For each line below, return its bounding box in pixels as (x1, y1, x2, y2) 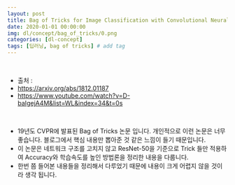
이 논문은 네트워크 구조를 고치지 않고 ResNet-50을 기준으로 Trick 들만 (17, 145, 208, 152)
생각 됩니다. (24, 170, 57, 179)
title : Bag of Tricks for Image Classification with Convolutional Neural (7, 17, 230, 24)
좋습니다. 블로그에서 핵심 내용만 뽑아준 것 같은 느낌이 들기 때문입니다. (17, 135, 206, 144)
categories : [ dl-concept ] (7, 36, 83, 43)
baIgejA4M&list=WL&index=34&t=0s (17, 99, 123, 107)
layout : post (7, 10, 45, 17)
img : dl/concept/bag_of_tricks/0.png (7, 29, 117, 37)
